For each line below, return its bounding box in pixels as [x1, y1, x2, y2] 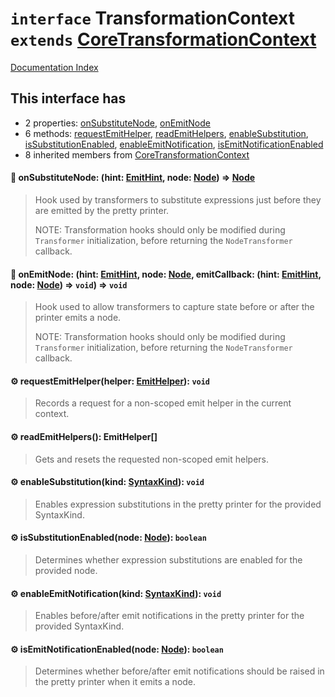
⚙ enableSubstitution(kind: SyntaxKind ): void [10, 476, 205, 488]
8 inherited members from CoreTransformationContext [24, 148, 250, 161]
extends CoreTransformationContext [10, 28, 317, 51]
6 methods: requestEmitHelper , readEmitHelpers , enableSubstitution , [24, 127, 309, 139]
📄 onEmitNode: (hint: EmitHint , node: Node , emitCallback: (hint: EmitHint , [10, 268, 322, 280]
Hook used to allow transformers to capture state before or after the [34, 301, 315, 313]
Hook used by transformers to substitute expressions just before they [34, 193, 322, 206]
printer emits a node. [34, 312, 122, 324]
